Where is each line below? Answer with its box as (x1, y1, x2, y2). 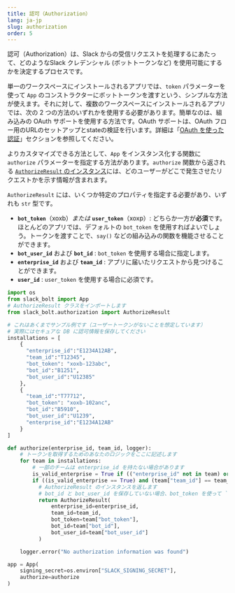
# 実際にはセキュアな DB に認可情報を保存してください (7, 328, 145, 335)
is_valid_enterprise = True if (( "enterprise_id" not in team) (32, 471, 220, 478)
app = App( (7, 561, 39, 568)
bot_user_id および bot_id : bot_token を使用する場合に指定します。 (17, 249, 213, 257)
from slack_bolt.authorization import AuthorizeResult (7, 308, 171, 315)
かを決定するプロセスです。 (7, 67, 87, 76)
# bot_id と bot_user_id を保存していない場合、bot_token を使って (38, 490, 222, 497)
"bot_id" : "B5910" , (25, 406, 80, 413)
